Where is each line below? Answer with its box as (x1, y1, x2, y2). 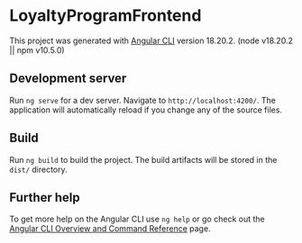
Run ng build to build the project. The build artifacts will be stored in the (9, 154, 278, 165)
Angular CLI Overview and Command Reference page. (9, 223, 211, 234)
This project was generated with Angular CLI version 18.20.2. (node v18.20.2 (9, 35, 293, 46)
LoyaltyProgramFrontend (9, 5, 202, 26)
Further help (9, 190, 81, 205)
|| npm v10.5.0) (9, 44, 65, 55)
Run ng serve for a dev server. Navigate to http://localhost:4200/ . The (9, 94, 277, 105)
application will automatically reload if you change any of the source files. (9, 104, 282, 115)
